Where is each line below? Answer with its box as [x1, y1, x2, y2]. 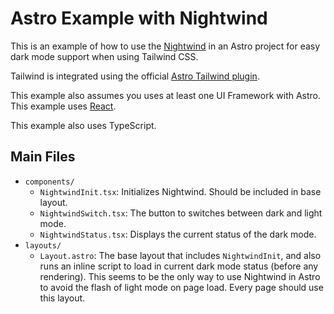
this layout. [39, 292, 86, 304]
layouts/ [24, 240, 62, 251]
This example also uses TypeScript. [10, 119, 157, 131]
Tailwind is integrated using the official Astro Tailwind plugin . [10, 70, 260, 82]
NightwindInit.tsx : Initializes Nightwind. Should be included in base [39, 185, 322, 197]
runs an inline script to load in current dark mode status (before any [39, 260, 319, 272]
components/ [24, 177, 75, 187]
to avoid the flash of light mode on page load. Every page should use [39, 281, 324, 293]
